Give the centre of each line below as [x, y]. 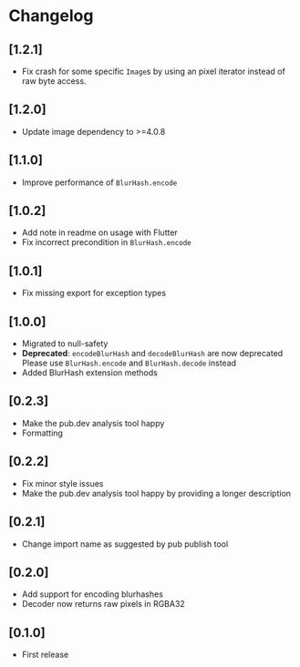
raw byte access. [54, 81]
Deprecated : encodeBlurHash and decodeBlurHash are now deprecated [152, 354]
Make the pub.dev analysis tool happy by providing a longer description [156, 493]
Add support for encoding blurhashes [92, 594]
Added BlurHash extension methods [90, 373]
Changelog [51, 16]
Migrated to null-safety [65, 344]
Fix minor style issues [62, 483]
